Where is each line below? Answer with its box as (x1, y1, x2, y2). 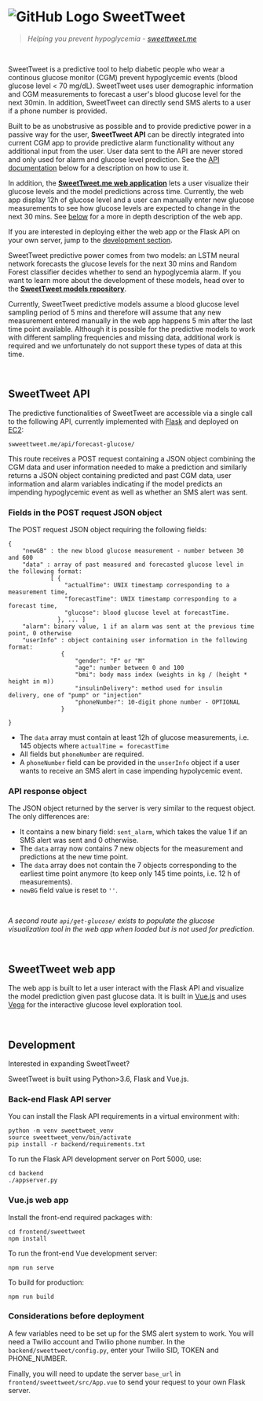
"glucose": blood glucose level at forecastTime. (64, 609, 230, 617)
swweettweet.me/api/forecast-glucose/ (8, 440, 135, 448)
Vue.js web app (8, 1195, 69, 1206)
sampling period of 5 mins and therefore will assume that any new (8, 307, 221, 317)
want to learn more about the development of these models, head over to (8, 275, 245, 285)
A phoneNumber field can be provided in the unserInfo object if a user (19, 758, 240, 767)
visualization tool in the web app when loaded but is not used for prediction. (8, 925, 255, 934)
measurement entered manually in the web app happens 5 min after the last (8, 315, 253, 325)
